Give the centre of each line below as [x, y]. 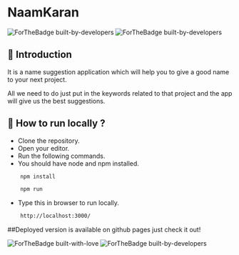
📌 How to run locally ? [56, 123]
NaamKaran [44, 12]
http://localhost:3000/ [56, 216]
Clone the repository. [49, 141]
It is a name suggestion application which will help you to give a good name [118, 71]
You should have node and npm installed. [78, 163]
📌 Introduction [40, 55]
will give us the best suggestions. [56, 101]
